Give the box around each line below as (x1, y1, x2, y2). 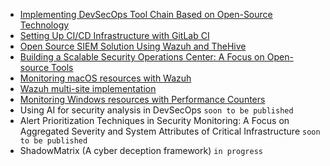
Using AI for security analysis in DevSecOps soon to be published (19, 104, 294, 116)
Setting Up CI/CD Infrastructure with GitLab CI (19, 30, 210, 41)
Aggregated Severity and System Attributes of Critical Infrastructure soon (19, 125, 321, 137)
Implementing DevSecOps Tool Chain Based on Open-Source (19, 9, 273, 20)
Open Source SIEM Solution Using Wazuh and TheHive (19, 40, 247, 52)
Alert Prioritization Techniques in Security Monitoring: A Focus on (19, 115, 290, 126)
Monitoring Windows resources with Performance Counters (19, 94, 266, 105)
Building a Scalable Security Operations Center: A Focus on (19, 51, 265, 63)
